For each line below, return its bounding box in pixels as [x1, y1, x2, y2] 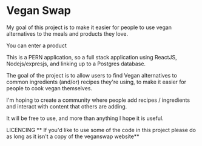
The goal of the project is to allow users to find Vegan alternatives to [6, 71, 177, 79]
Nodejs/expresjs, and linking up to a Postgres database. [6, 60, 146, 67]
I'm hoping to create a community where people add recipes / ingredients [6, 96, 190, 104]
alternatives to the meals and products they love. [6, 30, 129, 37]
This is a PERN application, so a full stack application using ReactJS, [6, 53, 177, 61]
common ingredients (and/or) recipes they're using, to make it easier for [6, 78, 187, 85]
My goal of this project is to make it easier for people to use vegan [6, 24, 172, 31]
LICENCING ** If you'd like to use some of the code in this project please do [6, 126, 196, 133]
